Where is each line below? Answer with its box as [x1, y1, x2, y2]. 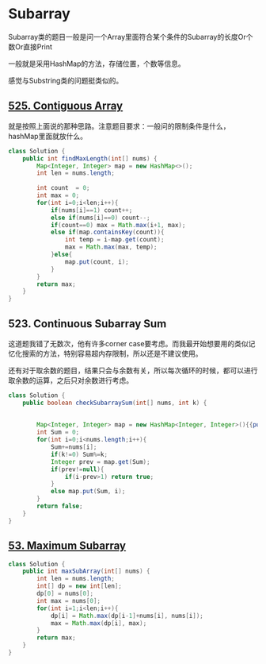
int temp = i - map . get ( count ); [64, 236, 165, 244]
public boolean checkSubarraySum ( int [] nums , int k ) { [22, 399, 207, 407]
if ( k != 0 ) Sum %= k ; [50, 450, 108, 458]
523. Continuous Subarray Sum [8, 317, 167, 330]
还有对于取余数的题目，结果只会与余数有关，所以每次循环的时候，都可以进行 [8, 365, 258, 375]
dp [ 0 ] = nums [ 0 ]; [36, 589, 93, 597]
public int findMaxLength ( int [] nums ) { [22, 154, 158, 163]
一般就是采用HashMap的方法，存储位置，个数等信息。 [8, 59, 186, 68]
